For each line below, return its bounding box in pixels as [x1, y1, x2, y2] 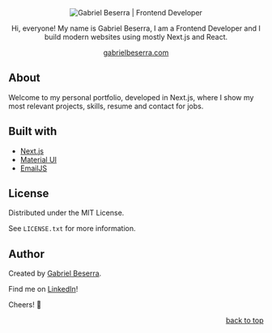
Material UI [19, 154, 57, 164]
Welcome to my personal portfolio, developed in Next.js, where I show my [8, 92, 254, 102]
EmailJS [19, 163, 48, 173]
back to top [225, 315, 264, 326]
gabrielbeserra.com [103, 48, 169, 57]
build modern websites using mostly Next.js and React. [44, 32, 228, 41]
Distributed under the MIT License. [8, 208, 125, 217]
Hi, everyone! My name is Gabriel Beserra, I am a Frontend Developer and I [11, 23, 261, 33]
